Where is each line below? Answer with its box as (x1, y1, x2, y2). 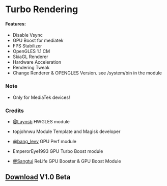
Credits (5, 107, 24, 114)
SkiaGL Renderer (12, 54, 48, 60)
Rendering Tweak (12, 65, 50, 71)
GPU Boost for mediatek (12, 37, 64, 44)
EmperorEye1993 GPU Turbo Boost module (12, 148, 103, 154)
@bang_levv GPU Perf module (12, 138, 77, 144)
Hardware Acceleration (12, 59, 62, 65)
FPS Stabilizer (12, 43, 42, 49)
